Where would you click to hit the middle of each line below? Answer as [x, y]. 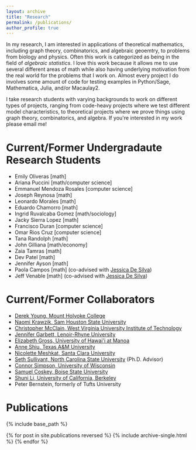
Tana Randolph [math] [41, 239]
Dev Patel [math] [35, 257]
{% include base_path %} [37, 424]
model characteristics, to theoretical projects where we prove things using [96, 112]
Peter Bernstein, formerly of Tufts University [68, 384]
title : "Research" [28, 17]
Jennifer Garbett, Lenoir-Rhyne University [65, 335]
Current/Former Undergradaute [84, 148]
